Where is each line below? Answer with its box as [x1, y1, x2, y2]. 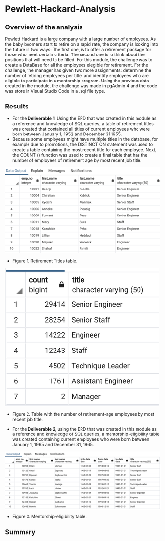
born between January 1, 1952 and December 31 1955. [12, 131, 122, 137]
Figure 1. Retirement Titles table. [12, 258, 78, 264]
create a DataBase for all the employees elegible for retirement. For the [5, 62, 149, 68]
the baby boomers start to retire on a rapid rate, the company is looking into [5, 41, 159, 47]
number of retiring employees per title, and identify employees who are [5, 73, 149, 78]
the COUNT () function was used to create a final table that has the [12, 152, 148, 158]
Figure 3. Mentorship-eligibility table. [12, 514, 87, 519]
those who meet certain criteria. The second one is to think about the [5, 52, 145, 57]
